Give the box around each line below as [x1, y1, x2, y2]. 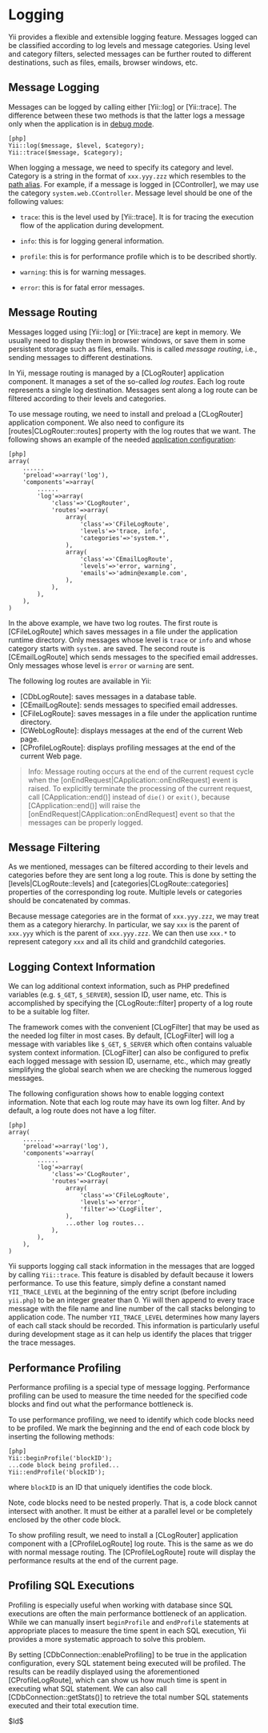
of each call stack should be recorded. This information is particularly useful [8, 1321, 260, 1331]
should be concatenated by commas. [8, 896, 130, 906]
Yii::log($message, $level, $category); [8, 142, 146, 150]
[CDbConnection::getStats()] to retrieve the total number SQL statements [8, 1692, 249, 1702]
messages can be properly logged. [27, 818, 144, 827]
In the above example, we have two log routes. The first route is [8, 618, 218, 627]
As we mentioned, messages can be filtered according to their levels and [8, 862, 249, 871]
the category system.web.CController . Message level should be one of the [8, 188, 254, 198]
